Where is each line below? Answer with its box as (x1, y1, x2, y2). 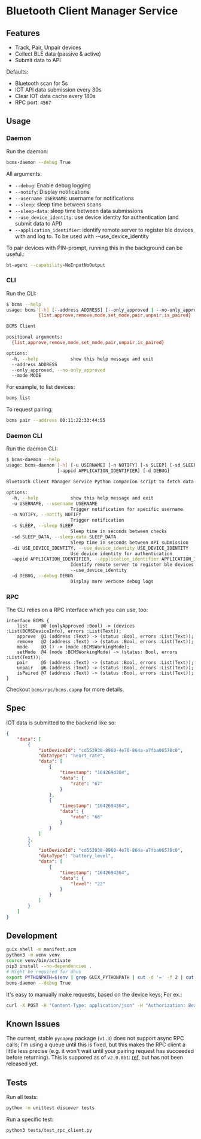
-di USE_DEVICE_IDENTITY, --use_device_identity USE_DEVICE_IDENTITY (11, 545, 188, 551)
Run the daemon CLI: (6, 445, 58, 452)
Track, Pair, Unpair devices (14, 44, 82, 51)
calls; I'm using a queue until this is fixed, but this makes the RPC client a (6, 1041, 185, 1048)
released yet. (6, 1060, 39, 1067)
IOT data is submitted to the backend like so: (6, 719, 116, 726)
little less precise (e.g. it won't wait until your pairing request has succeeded (6, 1047, 194, 1055)
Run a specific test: (6, 1116, 54, 1123)
